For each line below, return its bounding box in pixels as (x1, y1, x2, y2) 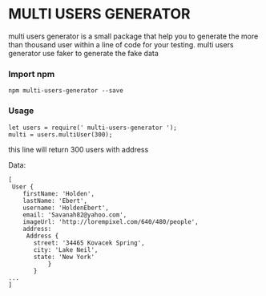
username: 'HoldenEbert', (22, 204, 110, 212)
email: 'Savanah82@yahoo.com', (22, 210, 127, 219)
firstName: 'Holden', (22, 189, 95, 197)
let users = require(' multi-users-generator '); (8, 124, 178, 132)
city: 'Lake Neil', (33, 245, 99, 253)
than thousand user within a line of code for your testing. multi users (8, 39, 234, 49)
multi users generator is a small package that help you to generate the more (8, 31, 259, 41)
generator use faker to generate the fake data (8, 48, 159, 58)
